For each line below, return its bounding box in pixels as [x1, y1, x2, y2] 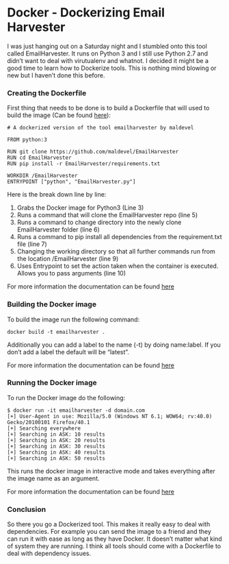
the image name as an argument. [7, 474, 100, 482]
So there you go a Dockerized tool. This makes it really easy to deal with [7, 520, 211, 528]
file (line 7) [16, 240, 48, 248]
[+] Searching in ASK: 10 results [7, 430, 106, 438]
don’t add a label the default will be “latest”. [7, 347, 130, 356]
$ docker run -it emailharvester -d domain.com [7, 406, 146, 414]
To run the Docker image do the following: [7, 393, 126, 402]
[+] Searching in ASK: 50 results [7, 454, 106, 462]
